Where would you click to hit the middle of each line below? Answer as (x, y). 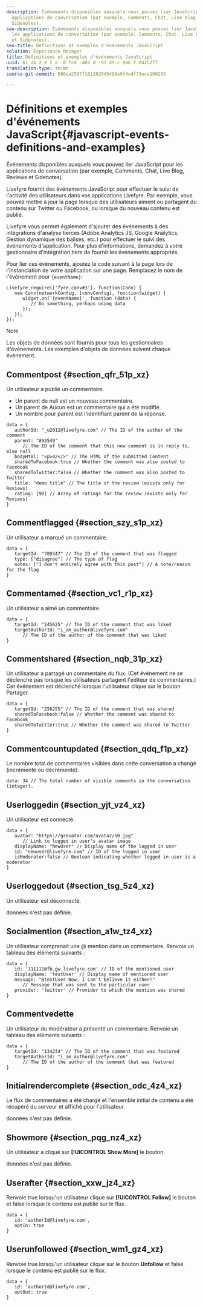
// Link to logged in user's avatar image (76, 841)
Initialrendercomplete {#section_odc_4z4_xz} (94, 1085)
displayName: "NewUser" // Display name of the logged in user (95, 846)
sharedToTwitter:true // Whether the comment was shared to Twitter (102, 725)
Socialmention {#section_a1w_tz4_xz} (79, 932)
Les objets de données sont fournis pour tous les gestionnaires (85, 343)
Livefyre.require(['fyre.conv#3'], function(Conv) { (74, 288)
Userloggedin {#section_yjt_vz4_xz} (76, 805)
